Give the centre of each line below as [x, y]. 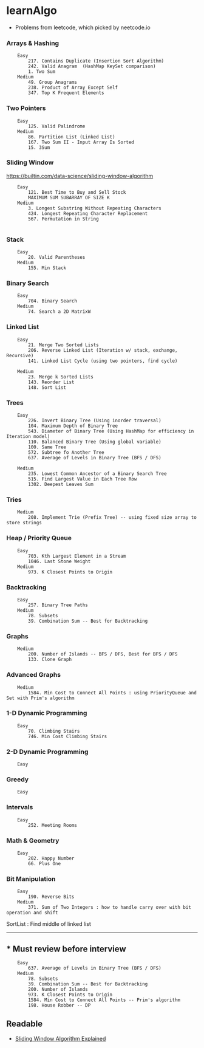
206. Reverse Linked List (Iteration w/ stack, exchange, [103, 350]
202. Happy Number [51, 858]
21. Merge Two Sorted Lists [63, 345]
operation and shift [32, 913]
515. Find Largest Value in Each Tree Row [83, 479]
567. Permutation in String [63, 219]
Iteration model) [28, 437]
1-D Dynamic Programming [47, 713]
